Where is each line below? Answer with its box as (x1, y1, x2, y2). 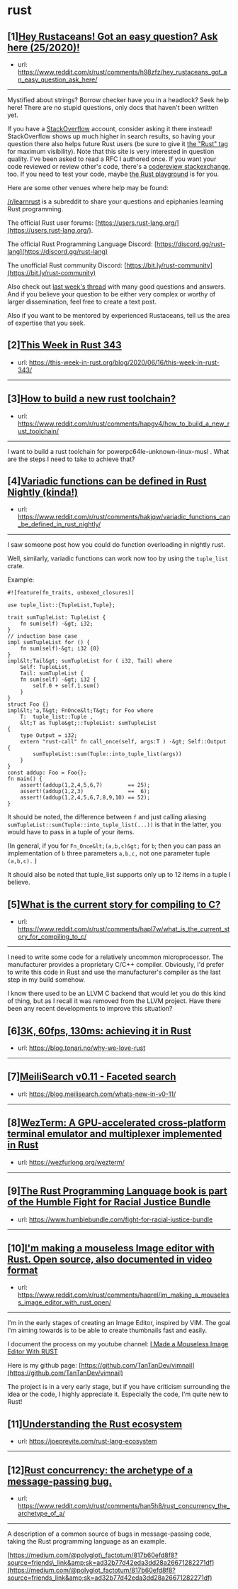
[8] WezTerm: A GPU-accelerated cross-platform (7, 1117, 227, 1129)
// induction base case (7, 633, 78, 640)
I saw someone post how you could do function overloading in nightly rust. (7, 541, 225, 549)
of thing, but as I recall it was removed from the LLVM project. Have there (7, 997, 222, 1005)
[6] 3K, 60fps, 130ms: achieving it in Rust (7, 1024, 192, 1037)
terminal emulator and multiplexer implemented (7, 1128, 222, 1140)
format (7, 1264, 38, 1276)
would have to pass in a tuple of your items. (7, 828, 135, 836)
